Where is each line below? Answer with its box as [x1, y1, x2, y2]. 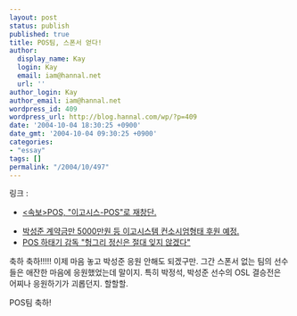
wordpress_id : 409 [9, 104, 78, 113]
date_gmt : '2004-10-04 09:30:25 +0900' [9, 129, 158, 138]
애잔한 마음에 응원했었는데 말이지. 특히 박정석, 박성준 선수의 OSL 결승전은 [25, 267, 282, 278]
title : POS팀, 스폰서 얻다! [9, 37, 103, 47]
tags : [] [9, 154, 42, 163]
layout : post [9, 12, 58, 22]
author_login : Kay [9, 87, 78, 96]
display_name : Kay [17, 54, 87, 63]
